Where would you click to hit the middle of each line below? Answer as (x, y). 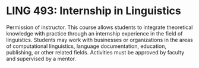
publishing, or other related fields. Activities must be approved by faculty (95, 52)
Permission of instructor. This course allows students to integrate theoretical (99, 27)
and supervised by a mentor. (41, 59)
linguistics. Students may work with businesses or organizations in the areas (99, 40)
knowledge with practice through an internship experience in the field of (94, 33)
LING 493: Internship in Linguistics (94, 11)
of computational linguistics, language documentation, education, (86, 46)
